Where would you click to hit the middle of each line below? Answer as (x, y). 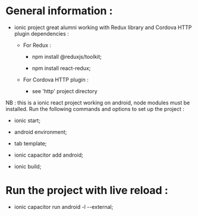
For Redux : (37, 45)
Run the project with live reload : (87, 190)
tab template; (30, 143)
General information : (59, 11)
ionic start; (27, 120)
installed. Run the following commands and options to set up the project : (95, 109)
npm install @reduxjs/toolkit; (67, 56)
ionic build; (28, 166)
